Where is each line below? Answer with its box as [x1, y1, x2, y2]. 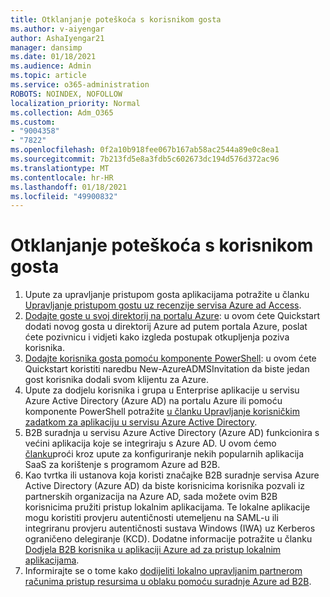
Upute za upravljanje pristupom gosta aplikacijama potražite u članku [24, 289, 310, 301]
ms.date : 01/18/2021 [10, 52, 97, 62]
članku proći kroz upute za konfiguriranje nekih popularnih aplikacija [24, 448, 305, 460]
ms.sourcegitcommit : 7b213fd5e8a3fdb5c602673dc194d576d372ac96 [10, 154, 280, 164]
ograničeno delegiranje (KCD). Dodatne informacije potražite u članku [24, 533, 313, 545]
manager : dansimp [10, 42, 83, 53]
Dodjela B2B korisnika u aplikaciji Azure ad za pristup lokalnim [24, 544, 282, 556]
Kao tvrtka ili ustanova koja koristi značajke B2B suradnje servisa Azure [24, 469, 320, 481]
